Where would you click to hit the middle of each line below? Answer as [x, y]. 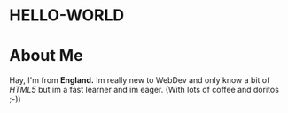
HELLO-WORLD [67, 15]
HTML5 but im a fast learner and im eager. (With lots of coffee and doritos [144, 90]
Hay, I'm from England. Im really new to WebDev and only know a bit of [140, 80]
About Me [46, 56]
